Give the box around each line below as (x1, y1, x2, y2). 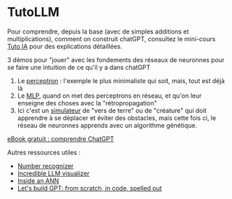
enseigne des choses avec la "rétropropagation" (17, 98, 157, 107)
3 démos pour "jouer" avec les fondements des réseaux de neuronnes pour (7, 55, 225, 64)
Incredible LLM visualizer (17, 169, 89, 177)
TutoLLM (7, 4, 59, 20)
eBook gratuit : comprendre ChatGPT (7, 134, 114, 143)
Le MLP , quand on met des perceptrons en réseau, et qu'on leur (17, 91, 202, 100)
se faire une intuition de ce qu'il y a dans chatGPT (7, 63, 151, 71)
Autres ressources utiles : (7, 148, 81, 156)
